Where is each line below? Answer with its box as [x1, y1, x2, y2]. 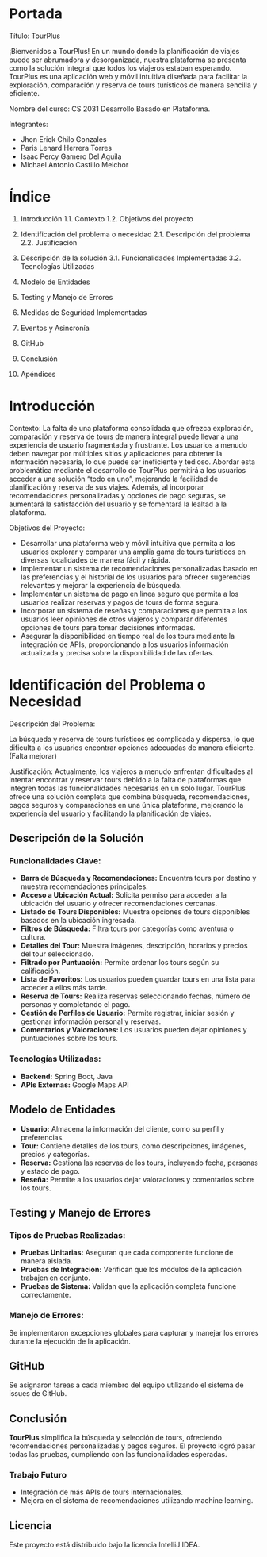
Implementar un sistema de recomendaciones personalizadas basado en [20, 563, 258, 573]
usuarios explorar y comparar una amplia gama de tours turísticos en [20, 547, 246, 556]
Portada [9, 5, 63, 23]
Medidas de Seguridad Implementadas [20, 307, 147, 317]
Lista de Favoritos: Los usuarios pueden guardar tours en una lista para [20, 975, 256, 984]
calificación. [20, 966, 61, 976]
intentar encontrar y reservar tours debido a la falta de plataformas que [9, 775, 242, 784]
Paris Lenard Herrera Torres [20, 143, 113, 152]
